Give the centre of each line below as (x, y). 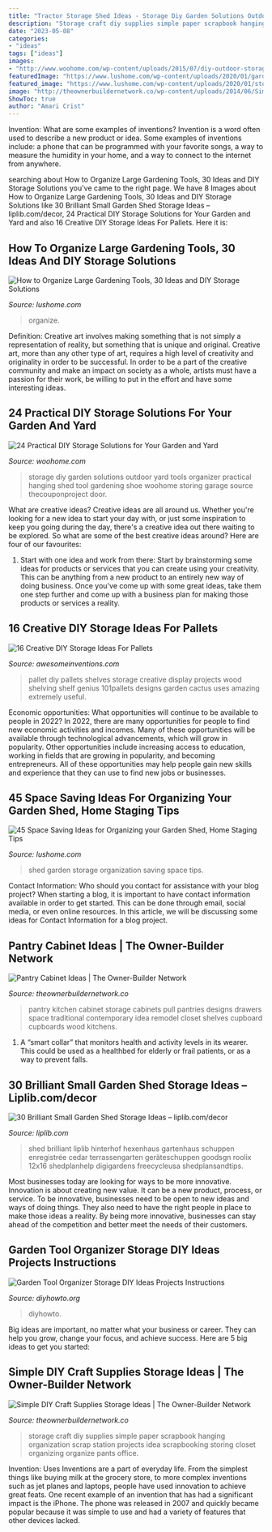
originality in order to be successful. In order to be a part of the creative (128, 362)
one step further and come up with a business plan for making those (134, 594)
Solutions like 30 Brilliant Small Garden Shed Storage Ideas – (109, 205)
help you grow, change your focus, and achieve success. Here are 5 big (128, 1337)
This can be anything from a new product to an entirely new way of (132, 577)
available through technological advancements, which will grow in (118, 738)
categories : (28, 39)
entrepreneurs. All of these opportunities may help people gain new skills (130, 764)
